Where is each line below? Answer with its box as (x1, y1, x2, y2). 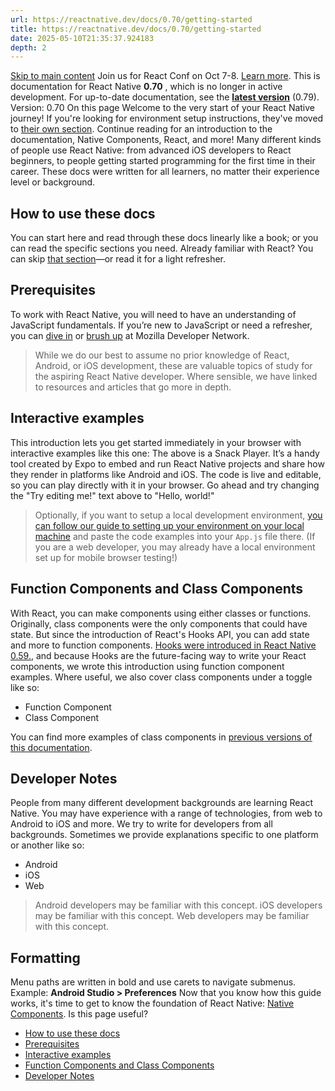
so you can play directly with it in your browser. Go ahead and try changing (10, 479, 320, 491)
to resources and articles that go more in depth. (34, 381, 232, 393)
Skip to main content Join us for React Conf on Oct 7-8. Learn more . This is (10, 70, 321, 82)
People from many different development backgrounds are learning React (10, 797, 314, 809)
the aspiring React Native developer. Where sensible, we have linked (34, 370, 318, 382)
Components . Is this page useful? (10, 1008, 149, 1020)
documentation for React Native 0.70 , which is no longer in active (10, 81, 283, 93)
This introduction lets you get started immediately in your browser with (10, 436, 302, 448)
